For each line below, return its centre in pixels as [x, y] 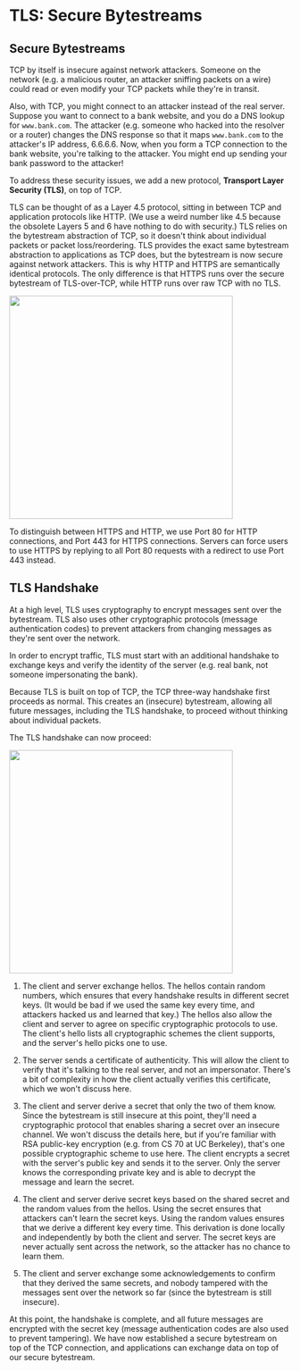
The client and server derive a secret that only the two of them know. [149, 1106]
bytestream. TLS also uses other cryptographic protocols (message [133, 619]
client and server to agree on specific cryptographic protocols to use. [150, 1024]
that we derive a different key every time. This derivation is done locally [154, 1227]
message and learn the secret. [78, 1182]
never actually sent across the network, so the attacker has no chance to [156, 1246]
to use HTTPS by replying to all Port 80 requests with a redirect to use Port [146, 551]
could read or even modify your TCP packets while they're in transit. [134, 89]
